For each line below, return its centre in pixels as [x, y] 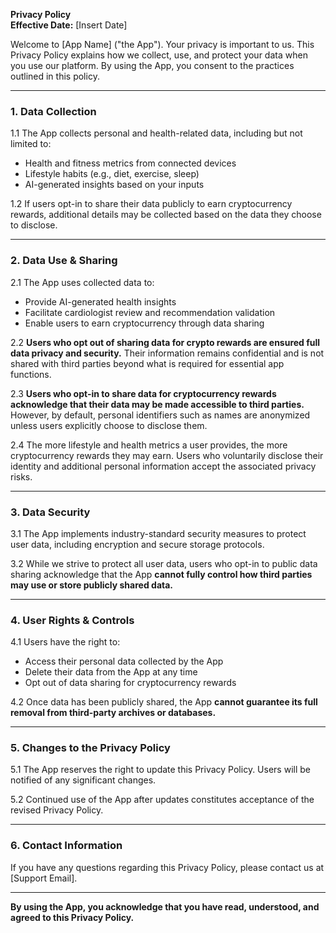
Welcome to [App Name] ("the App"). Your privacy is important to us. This [162, 44]
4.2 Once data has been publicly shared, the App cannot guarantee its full [164, 702]
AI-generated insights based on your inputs [114, 185]
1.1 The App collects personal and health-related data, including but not [156, 133]
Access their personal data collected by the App [124, 661]
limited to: [31, 144]
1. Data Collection [53, 111]
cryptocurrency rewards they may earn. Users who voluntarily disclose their [167, 455]
